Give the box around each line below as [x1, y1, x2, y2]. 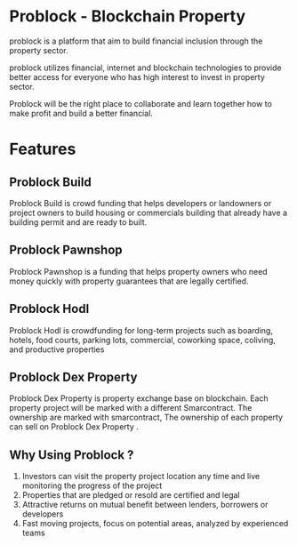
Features [9, 140, 76, 159]
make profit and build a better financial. [9, 108, 154, 118]
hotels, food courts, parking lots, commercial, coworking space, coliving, [9, 334, 276, 345]
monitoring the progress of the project [21, 480, 163, 491]
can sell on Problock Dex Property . [9, 421, 140, 432]
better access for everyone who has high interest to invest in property [9, 71, 265, 82]
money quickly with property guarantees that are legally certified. [9, 276, 249, 286]
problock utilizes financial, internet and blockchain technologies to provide [9, 62, 282, 73]
